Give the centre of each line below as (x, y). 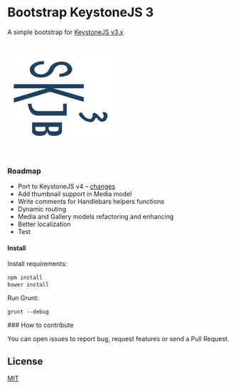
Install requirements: (37, 264)
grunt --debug (28, 312)
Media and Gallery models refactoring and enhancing (96, 217)
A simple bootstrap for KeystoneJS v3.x (65, 32)
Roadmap (24, 171)
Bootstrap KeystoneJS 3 (81, 12)
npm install (25, 278)
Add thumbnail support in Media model (75, 194)
